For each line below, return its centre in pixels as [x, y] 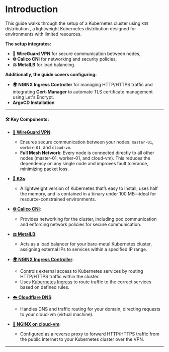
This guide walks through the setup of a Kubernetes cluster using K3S [77, 23]
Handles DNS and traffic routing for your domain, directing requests [90, 309]
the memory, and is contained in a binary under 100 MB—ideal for [88, 194]
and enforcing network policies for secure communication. [81, 224]
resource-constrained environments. [58, 199]
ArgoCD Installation [33, 103]
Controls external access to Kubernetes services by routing [81, 271]
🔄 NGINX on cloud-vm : [37, 324]
